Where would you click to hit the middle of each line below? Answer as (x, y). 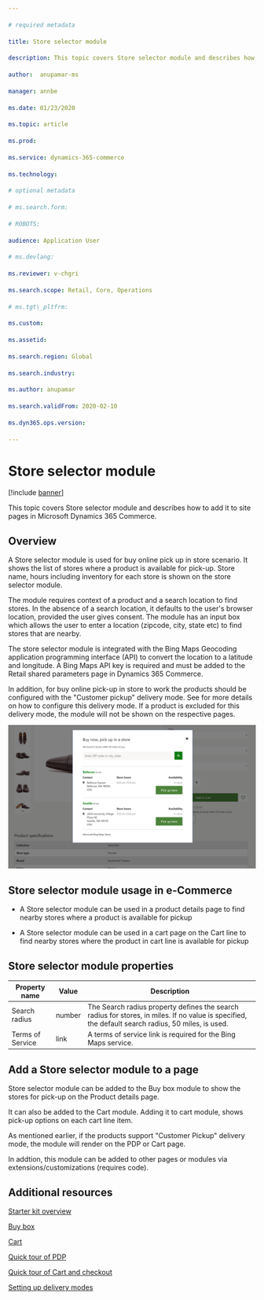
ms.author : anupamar (42, 390)
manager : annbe (33, 91)
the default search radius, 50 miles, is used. (158, 1023)
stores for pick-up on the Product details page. (84, 1097)
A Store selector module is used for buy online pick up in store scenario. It (128, 560)
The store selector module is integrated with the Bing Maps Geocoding (123, 649)
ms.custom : (26, 323)
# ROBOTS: (24, 224)
